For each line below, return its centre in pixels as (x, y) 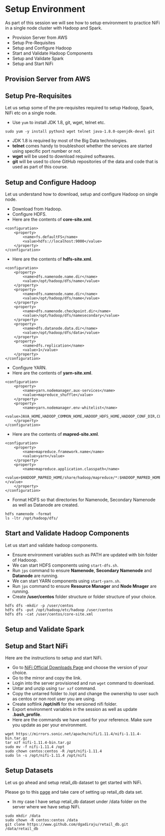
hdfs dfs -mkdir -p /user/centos (39, 606)
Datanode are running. (35, 576)
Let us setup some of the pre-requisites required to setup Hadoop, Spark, (79, 108)
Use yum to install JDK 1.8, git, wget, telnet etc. (59, 123)
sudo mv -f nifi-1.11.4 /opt (35, 747)
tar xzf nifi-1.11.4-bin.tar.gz (38, 742)
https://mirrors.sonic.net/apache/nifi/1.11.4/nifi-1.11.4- (79, 734)
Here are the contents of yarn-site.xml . (52, 373)
